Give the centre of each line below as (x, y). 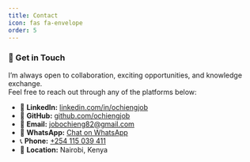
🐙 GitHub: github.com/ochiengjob (75, 115)
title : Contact (33, 15)
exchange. (25, 83)
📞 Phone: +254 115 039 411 (63, 141)
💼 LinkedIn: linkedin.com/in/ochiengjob (84, 107)
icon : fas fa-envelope (45, 23)
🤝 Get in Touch (37, 58)
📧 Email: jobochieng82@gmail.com (77, 124)
